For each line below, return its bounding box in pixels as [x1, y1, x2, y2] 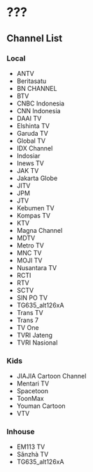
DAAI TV [16, 114, 42, 122]
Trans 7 [16, 316, 39, 324]
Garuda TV [16, 129, 48, 137]
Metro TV [16, 241, 45, 250]
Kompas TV [16, 211, 50, 219]
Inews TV [16, 159, 45, 167]
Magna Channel [16, 226, 63, 234]
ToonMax [16, 395, 44, 403]
